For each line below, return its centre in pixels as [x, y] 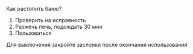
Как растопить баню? [34, 9]
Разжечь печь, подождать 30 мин [59, 27]
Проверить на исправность [50, 20]
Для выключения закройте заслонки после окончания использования [97, 45]
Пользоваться [33, 33]
